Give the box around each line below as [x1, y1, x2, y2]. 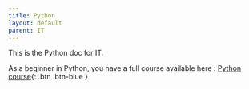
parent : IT [8, 26, 45, 34]
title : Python [8, 11, 56, 20]
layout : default [8, 19, 62, 27]
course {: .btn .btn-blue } [8, 72, 89, 82]
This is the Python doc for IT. [8, 48, 104, 58]
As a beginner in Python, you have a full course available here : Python [8, 64, 242, 73]
